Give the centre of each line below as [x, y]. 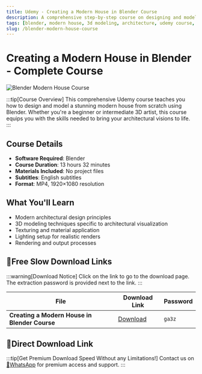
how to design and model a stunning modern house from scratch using [94, 106]
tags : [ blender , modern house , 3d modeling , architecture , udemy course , [101, 23]
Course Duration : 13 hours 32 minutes [63, 165]
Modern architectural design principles [63, 217]
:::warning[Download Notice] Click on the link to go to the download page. [98, 276]
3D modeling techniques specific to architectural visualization [91, 224]
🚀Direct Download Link [50, 344]
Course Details [35, 144]
